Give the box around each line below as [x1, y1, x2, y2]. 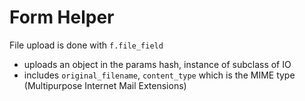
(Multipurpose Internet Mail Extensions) [23, 79, 187, 91]
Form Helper [9, 6, 115, 29]
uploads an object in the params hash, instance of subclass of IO [23, 58, 292, 70]
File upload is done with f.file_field [9, 39, 164, 51]
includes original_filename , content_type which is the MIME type [23, 69, 296, 81]
